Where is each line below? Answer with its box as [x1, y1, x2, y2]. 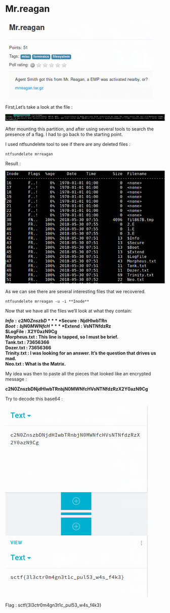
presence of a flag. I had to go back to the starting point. [5, 132, 123, 138]
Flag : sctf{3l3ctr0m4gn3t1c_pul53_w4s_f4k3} [5, 602, 102, 608]
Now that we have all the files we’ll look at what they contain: [5, 308, 133, 314]
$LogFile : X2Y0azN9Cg [5, 329, 57, 335]
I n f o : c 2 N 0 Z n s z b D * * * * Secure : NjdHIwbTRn [5, 318, 107, 324]
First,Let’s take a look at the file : [5, 104, 73, 110]
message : [5, 376, 27, 382]
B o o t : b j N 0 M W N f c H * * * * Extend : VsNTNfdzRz [5, 323, 111, 329]
